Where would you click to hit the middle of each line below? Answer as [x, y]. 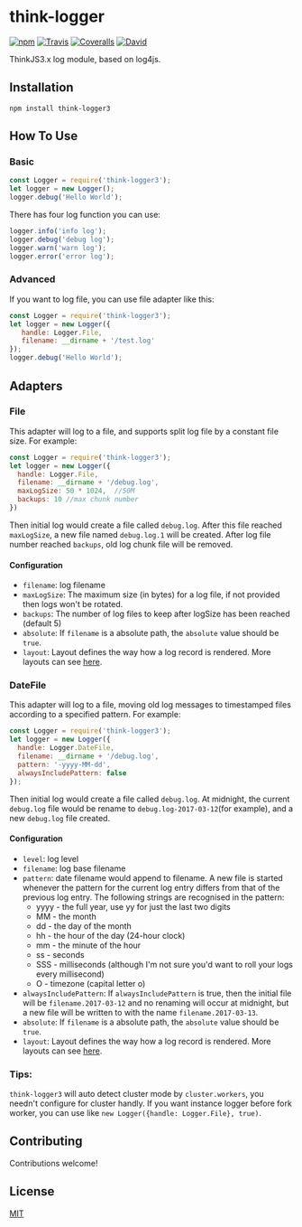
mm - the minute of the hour [88, 945]
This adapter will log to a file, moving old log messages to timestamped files [150, 705]
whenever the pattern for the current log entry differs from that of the [151, 887]
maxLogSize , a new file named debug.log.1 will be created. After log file [140, 534]
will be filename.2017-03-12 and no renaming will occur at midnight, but [156, 1002]
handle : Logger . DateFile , [66, 748]
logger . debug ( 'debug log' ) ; [62, 239]
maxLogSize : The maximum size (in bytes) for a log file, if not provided [151, 595]
